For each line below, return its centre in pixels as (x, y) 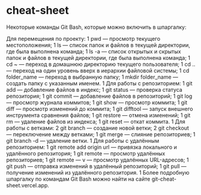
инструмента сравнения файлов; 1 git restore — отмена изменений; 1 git (98, 115)
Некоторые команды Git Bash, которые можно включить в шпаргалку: (96, 27)
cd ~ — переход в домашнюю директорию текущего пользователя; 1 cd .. (101, 64)
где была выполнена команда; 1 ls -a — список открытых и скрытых (94, 51)
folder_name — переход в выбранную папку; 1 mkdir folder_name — (92, 77)
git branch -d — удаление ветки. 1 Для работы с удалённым (83, 140)
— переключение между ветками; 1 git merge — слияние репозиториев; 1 (101, 134)
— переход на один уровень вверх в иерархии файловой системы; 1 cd (98, 70)
